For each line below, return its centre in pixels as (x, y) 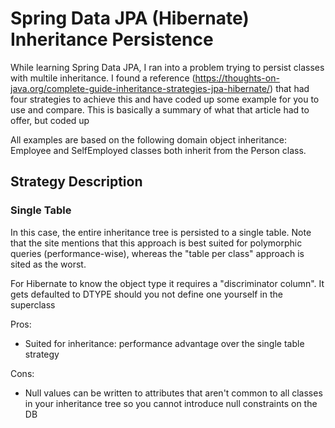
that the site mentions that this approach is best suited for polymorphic (156, 243)
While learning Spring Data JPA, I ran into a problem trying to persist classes (167, 67)
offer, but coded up (50, 120)
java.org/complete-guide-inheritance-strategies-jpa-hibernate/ (140, 88)
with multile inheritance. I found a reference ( (103, 78)
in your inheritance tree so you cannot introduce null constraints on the (171, 403)
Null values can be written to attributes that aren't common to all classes (173, 393)
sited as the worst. (48, 264)
